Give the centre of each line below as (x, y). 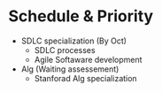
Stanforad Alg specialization (86, 78)
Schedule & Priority (81, 16)
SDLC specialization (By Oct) (74, 41)
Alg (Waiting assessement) (70, 69)
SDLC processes (65, 50)
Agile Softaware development (88, 59)
